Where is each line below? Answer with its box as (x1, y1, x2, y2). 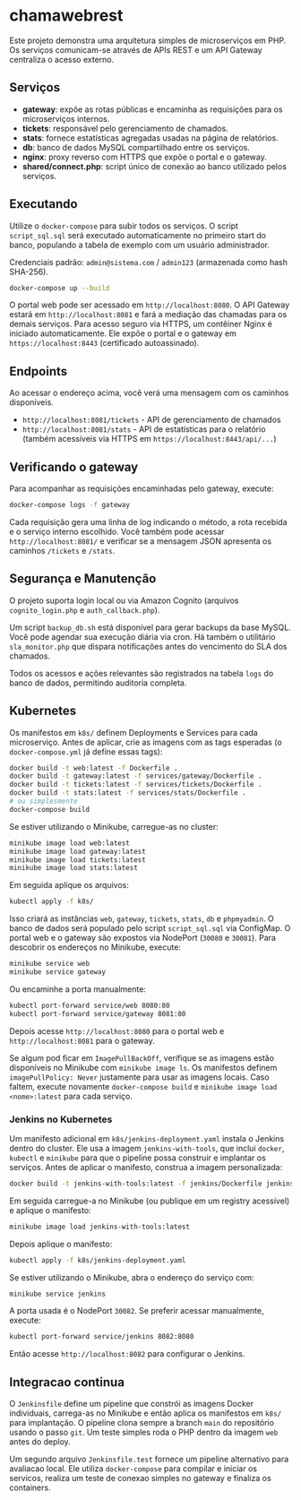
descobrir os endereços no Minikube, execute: (9, 942, 182, 953)
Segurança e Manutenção (9, 571, 157, 587)
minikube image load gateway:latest (9, 847, 146, 856)
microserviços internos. (21, 113, 110, 124)
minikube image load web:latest (9, 839, 130, 848)
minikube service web (9, 960, 90, 969)
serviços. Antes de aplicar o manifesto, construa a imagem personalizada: (9, 1161, 283, 1172)
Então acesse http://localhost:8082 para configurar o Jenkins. (9, 1349, 245, 1359)
